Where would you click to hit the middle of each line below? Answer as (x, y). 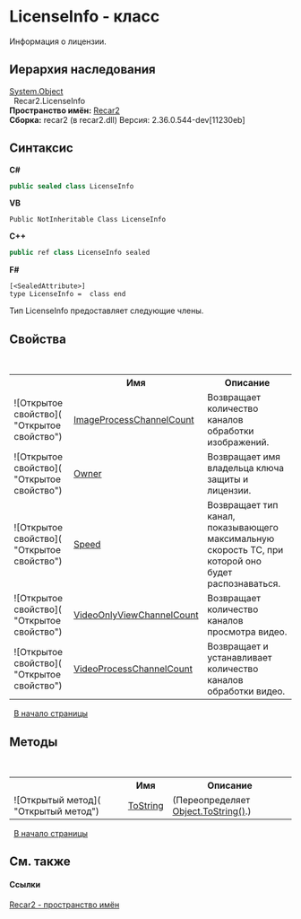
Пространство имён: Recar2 (65, 110)
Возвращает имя (244, 457)
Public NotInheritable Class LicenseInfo (88, 220)
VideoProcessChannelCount (133, 669)
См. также (40, 862)
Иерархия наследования (82, 70)
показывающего (243, 528)
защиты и (228, 479)
